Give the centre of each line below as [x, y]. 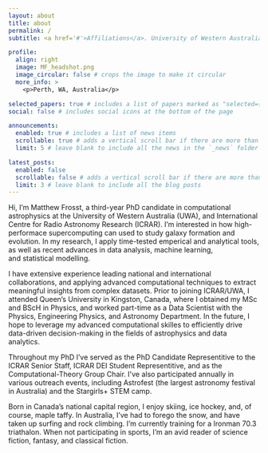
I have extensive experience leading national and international [110, 274]
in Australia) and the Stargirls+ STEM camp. [80, 391]
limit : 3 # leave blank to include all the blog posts [108, 185]
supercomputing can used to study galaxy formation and [142, 233]
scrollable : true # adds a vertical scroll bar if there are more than [137, 141]
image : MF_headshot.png [55, 68]
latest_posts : [32, 162]
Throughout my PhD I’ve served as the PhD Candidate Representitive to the [132, 357]
